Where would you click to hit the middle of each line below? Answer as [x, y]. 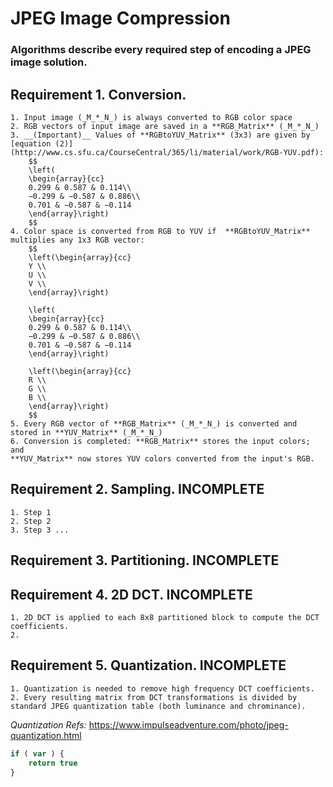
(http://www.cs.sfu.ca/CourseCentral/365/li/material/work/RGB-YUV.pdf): [167, 152]
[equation [31, 143]
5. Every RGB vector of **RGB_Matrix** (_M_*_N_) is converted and [154, 423]
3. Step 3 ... [40, 530]
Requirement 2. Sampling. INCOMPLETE [137, 489]
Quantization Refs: [48, 724]
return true [53, 763]
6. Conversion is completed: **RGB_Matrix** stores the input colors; [160, 441]
